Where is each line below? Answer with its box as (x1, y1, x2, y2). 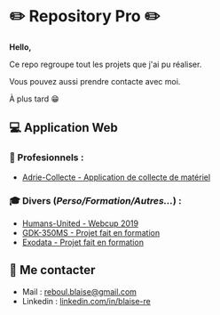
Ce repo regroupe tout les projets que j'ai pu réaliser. (9, 59, 202, 69)
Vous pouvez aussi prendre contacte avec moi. (9, 76, 181, 86)
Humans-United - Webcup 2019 (21, 218, 139, 229)
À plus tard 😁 (9, 93, 59, 104)
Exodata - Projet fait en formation (21, 237, 145, 247)
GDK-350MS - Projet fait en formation (21, 227, 161, 238)
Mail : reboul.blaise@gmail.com (21, 286, 137, 297)
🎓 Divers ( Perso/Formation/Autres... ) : (9, 194, 182, 206)
